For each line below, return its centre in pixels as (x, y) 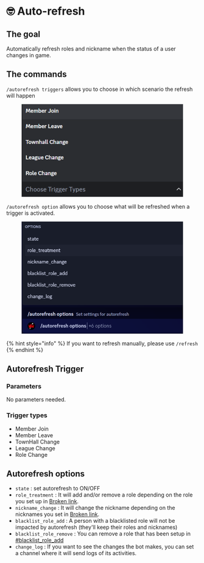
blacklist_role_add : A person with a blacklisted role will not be (95, 521)
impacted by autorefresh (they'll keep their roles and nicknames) (96, 527)
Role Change (31, 454)
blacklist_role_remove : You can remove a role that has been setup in (103, 534)
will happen (21, 95)
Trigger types (27, 415)
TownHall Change (37, 442)
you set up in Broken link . (47, 501)
